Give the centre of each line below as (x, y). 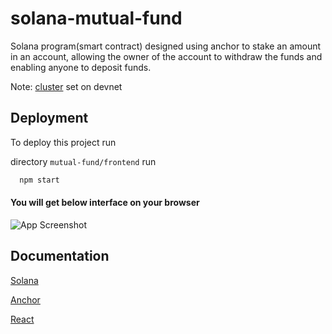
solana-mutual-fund (96, 18)
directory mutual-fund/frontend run (83, 161)
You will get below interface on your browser (105, 203)
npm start (39, 180)
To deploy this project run (63, 142)
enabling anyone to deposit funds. (81, 67)
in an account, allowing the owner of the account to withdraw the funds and (166, 56)
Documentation (60, 256)
